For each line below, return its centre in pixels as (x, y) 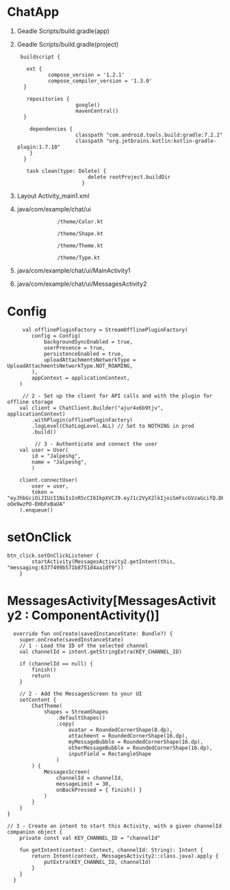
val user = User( (44, 450)
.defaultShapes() (81, 718)
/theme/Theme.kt (80, 246)
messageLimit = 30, (84, 784)
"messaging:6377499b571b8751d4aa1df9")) (66, 567)
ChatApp (33, 12)
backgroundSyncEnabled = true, (88, 342)
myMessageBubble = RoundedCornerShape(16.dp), (136, 742)
